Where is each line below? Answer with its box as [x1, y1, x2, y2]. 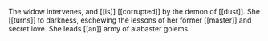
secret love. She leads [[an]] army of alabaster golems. [8, 24, 190, 33]
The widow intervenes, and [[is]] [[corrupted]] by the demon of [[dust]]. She [8, 7, 261, 16]
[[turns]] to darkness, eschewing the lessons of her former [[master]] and [8, 15, 252, 25]
